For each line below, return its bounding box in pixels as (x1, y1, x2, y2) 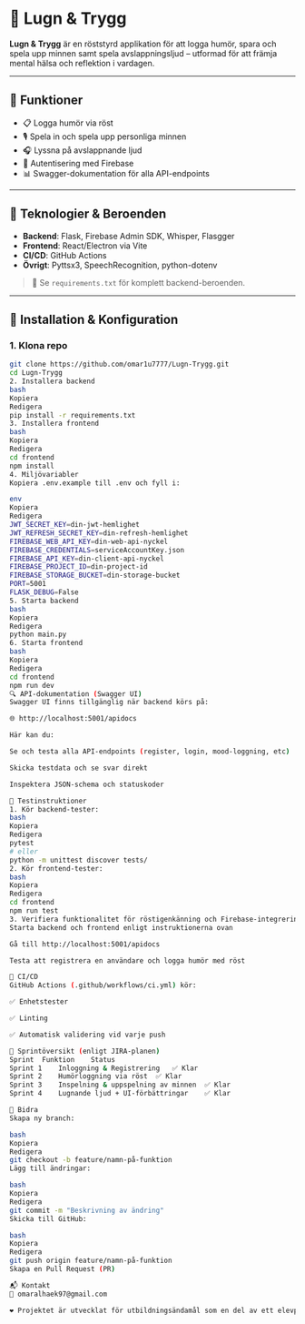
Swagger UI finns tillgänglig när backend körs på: (9, 698, 209, 707)
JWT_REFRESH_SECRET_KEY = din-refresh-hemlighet (9, 528, 189, 538)
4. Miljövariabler (9, 470, 79, 479)
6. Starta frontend (9, 639, 84, 648)
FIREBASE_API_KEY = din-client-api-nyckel (9, 554, 165, 563)
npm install (9, 461, 54, 470)
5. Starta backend (9, 596, 79, 605)
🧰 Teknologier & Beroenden (9, 207, 167, 222)
